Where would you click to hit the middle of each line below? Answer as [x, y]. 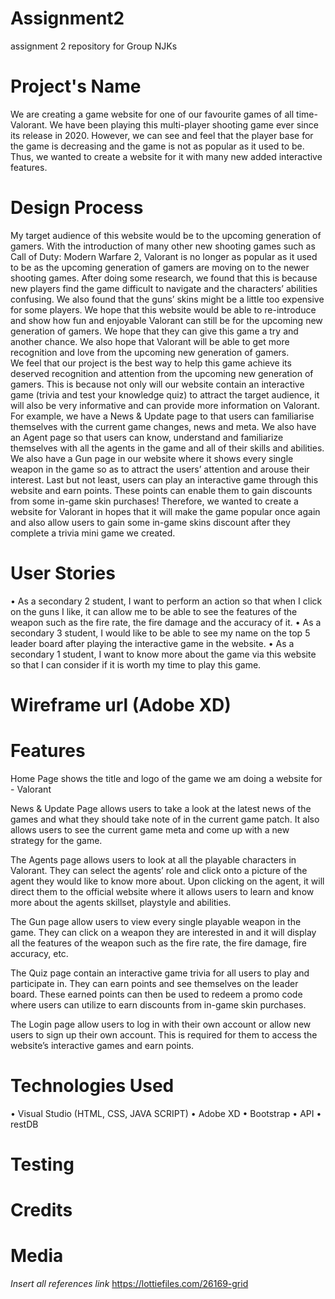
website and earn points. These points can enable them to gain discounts [161, 490]
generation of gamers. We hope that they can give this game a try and [154, 331]
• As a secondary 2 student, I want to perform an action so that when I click [166, 601]
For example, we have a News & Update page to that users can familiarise [162, 416]
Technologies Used [92, 1086]
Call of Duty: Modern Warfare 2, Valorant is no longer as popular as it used [164, 256]
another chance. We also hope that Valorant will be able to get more [150, 341]
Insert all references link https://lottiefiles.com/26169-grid [129, 1284]
